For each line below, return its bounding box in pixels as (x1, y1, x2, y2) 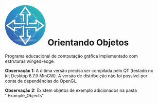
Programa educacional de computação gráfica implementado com (5, 53, 138, 59)
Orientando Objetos (47, 37, 129, 48)
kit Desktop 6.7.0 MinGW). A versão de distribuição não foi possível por (5, 73, 148, 79)
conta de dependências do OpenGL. (5, 78, 78, 84)
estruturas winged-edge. (5, 58, 55, 64)
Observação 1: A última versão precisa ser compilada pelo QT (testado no (5, 68, 154, 74)
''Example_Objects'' (5, 93, 45, 99)
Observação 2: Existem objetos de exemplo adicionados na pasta (5, 87, 137, 93)
